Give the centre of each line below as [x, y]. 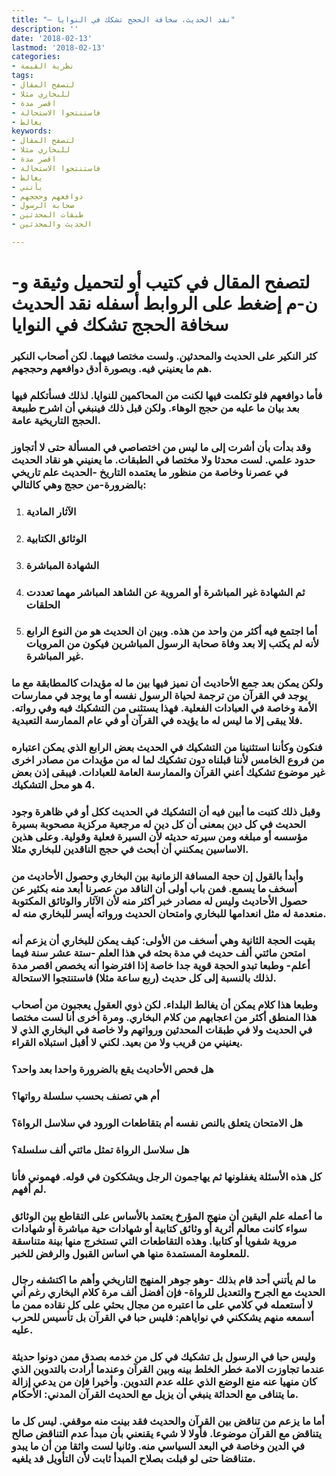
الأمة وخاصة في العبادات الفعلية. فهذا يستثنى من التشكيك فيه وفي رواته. [164, 708]
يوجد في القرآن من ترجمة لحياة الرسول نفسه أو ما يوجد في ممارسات [159, 696]
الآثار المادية [51, 511]
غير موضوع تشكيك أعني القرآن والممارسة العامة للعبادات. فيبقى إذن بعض [168, 773]
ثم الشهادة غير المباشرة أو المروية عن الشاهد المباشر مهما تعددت [165, 592]
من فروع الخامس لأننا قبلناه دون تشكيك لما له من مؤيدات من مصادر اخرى [168, 760]
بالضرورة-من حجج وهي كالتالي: [79, 484]
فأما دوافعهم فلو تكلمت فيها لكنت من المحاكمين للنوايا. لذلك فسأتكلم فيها [167, 395]
